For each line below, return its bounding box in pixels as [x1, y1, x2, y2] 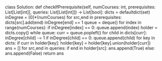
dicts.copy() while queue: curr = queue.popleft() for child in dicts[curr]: [5, 30, 147, 35]
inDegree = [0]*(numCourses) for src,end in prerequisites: [5, 15, 122, 20]
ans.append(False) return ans [5, 50, 64, 56]
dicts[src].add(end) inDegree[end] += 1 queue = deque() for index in [5, 19, 142, 25]
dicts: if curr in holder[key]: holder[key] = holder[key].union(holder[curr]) [5, 40, 151, 46]
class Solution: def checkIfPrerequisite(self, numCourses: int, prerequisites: [5, 4, 156, 10]
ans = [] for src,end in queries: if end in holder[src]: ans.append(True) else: [5, 46, 155, 51]
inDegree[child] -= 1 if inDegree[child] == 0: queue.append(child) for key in [5, 35, 155, 41]
